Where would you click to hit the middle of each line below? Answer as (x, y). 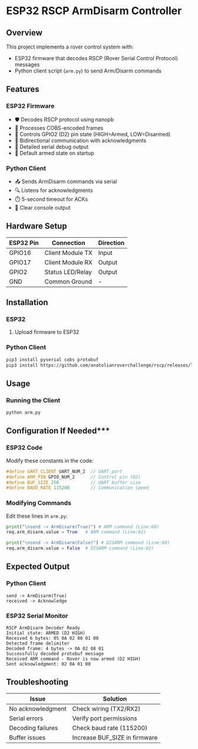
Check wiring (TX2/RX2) (106, 708)
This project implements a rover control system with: (70, 47)
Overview (24, 33)
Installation (27, 302)
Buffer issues (27, 737)
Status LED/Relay (68, 272)
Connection (68, 243)
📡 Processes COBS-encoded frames (59, 127)
